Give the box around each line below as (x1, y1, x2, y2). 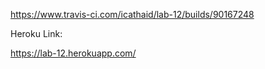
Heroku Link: (10, 28, 63, 39)
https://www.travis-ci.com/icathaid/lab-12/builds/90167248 (10, 9, 255, 20)
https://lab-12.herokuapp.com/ (10, 47, 137, 59)
